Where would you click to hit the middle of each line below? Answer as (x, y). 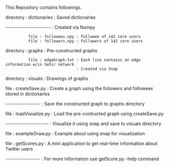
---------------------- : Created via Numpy (50, 27)
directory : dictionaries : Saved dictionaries (50, 17)
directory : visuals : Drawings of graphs (47, 78)
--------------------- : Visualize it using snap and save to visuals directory (83, 123)
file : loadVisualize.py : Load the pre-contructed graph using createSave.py (84, 114)
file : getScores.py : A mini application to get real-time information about (81, 143)
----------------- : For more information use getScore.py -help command (82, 159)
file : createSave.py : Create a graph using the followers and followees (79, 88)
